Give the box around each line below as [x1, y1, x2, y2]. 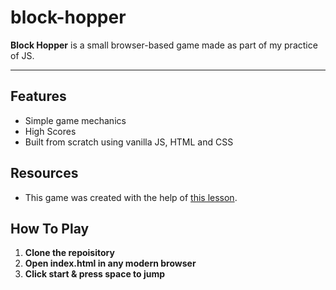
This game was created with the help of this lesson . [24, 191, 238, 203]
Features [10, 88, 67, 105]
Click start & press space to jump [24, 268, 166, 280]
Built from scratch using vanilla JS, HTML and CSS [24, 136, 234, 148]
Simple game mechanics [24, 114, 127, 126]
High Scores [24, 125, 77, 137]
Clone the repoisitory [24, 247, 115, 259]
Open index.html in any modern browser [24, 257, 197, 270]
